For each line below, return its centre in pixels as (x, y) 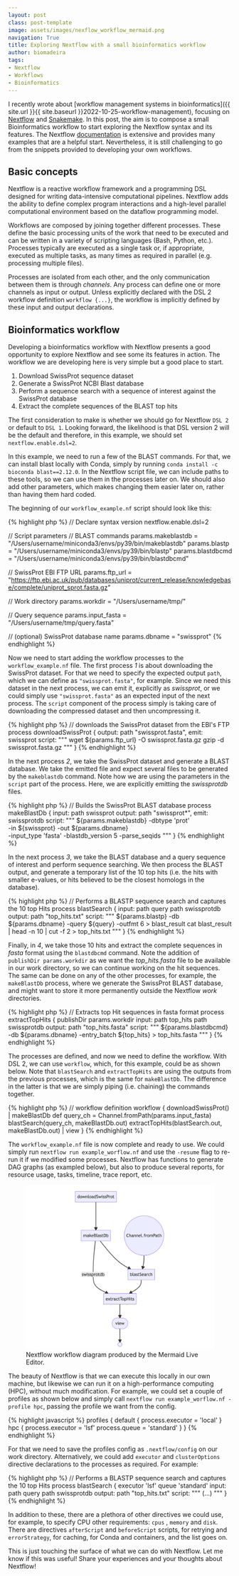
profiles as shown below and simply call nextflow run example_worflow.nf (117, 1399)
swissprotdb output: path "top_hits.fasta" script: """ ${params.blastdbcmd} (118, 1027)
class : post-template (40, 22)
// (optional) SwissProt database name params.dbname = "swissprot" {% (115, 637)
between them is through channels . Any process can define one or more (115, 284)
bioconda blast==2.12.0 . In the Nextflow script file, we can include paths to (118, 472)
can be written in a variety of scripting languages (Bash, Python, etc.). (111, 241)
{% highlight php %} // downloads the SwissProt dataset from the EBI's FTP (119, 725)
